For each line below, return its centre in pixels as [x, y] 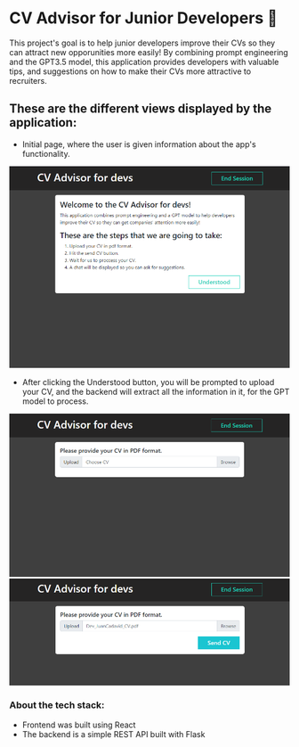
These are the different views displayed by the [141, 109]
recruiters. [28, 80]
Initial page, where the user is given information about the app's [139, 144]
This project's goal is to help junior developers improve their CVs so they [142, 43]
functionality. [46, 153]
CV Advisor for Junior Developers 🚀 [144, 18]
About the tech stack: [57, 705]
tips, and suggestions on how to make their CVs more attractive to [130, 71]
